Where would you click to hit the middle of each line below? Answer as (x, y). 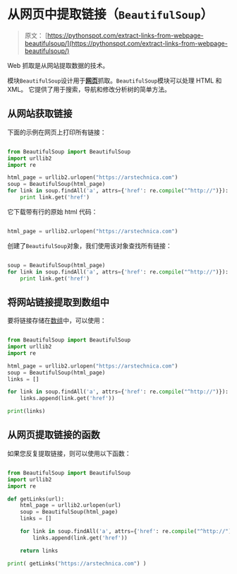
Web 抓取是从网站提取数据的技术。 (58, 65)
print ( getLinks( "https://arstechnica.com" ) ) (77, 563)
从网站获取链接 (40, 114)
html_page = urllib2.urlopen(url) (71, 505)
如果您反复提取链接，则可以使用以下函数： (69, 453)
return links (39, 551)
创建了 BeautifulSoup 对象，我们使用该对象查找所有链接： (90, 245)
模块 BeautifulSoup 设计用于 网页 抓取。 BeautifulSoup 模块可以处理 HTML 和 (115, 80)
